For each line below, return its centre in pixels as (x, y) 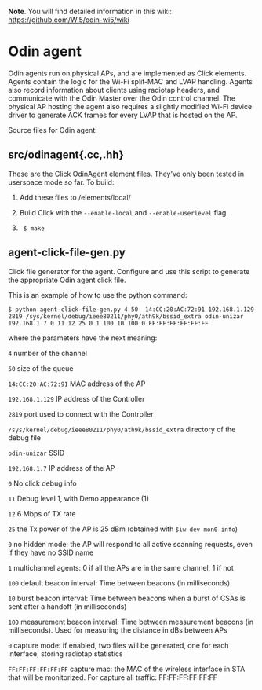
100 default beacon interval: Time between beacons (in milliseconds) (119, 583)
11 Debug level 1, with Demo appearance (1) (79, 498)
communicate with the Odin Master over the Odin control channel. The (122, 98)
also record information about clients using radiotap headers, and (114, 90)
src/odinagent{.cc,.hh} (66, 155)
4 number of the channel (48, 353)
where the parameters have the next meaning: (83, 338)
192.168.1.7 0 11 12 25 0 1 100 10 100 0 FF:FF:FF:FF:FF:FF (109, 323)
